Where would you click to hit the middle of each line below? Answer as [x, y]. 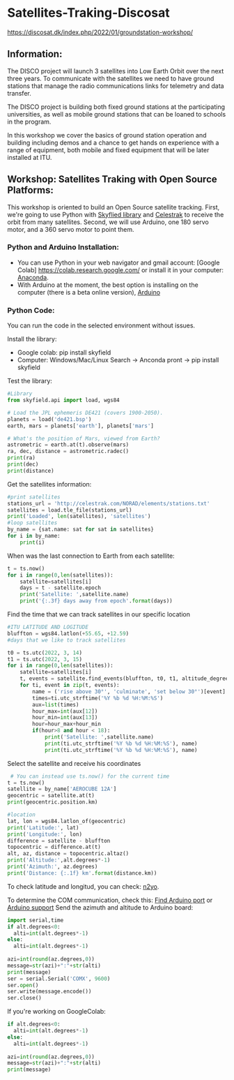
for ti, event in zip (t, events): [70, 686]
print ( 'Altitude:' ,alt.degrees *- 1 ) [59, 860]
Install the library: [32, 339]
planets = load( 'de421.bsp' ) [49, 419]
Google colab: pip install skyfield [64, 353]
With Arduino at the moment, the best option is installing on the [108, 285]
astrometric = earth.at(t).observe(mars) [68, 445]
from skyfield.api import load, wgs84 [63, 400]
